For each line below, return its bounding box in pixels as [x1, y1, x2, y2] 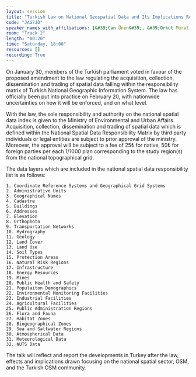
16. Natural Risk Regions [6, 260, 69, 265]
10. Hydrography [6, 229, 45, 234]
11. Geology [6, 234, 35, 240]
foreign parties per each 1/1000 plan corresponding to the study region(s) [6, 147, 183, 155]
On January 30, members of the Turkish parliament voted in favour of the [6, 68, 182, 75]
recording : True [6, 52, 45, 58]
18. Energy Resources [6, 269, 59, 275]
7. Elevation [6, 213, 38, 219]
